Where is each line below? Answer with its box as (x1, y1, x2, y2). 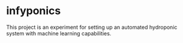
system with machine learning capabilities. (6, 29, 112, 37)
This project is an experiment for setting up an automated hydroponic (6, 24, 178, 31)
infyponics (6, 4, 61, 18)
